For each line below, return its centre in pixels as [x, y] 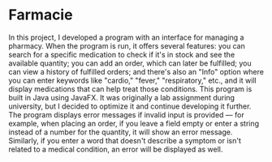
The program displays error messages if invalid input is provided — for [127, 114]
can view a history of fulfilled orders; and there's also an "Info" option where [136, 71]
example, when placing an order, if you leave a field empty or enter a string [134, 123]
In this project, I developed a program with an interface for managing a [126, 37]
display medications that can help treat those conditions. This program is [130, 89]
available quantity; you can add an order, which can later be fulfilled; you [130, 63]
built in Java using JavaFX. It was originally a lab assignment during [122, 97]
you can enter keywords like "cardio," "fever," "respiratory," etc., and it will [133, 80]
